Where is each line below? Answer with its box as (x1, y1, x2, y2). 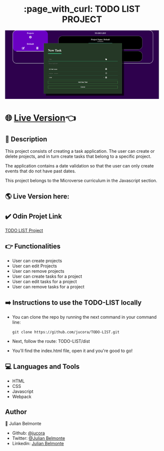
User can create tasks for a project (12, 273, 82, 279)
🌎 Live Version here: (5, 192, 70, 201)
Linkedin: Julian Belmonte (12, 441, 64, 447)
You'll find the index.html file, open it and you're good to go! (12, 348, 133, 354)
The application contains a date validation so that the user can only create (5, 163, 154, 168)
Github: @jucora (12, 430, 45, 436)
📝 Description (5, 135, 47, 143)
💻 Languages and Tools (5, 362, 80, 371)
